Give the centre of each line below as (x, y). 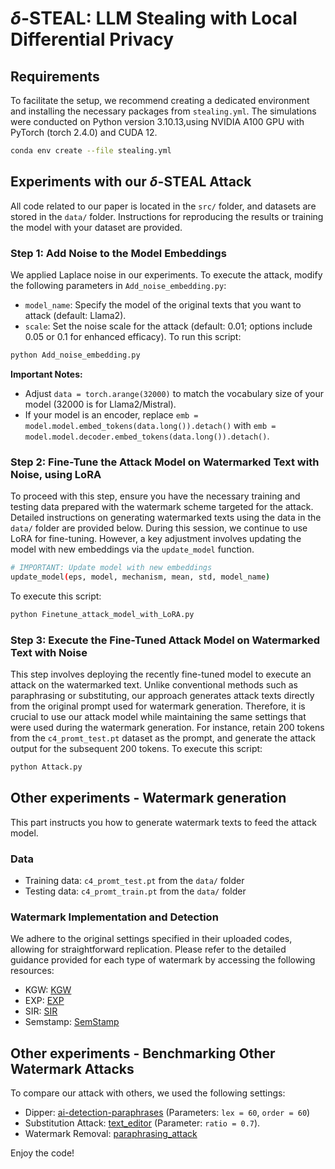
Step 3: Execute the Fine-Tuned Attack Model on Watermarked (165, 640)
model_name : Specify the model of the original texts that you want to (163, 304)
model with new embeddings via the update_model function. (132, 549)
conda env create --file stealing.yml (91, 151)
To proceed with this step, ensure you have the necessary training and (155, 496)
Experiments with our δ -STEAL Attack (131, 182)
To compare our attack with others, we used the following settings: (148, 1093)
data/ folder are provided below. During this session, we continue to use (159, 528)
